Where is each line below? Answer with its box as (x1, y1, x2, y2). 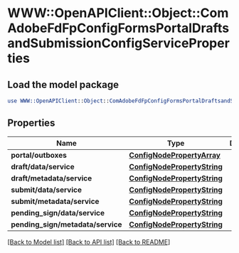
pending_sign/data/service (11, 208, 105, 217)
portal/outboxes (11, 150, 68, 160)
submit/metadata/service (11, 196, 100, 206)
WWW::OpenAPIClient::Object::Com (7, 5, 229, 21)
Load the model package (7, 78, 119, 90)
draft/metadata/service (11, 173, 92, 183)
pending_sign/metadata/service (11, 219, 122, 229)
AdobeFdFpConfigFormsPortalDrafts (7, 20, 230, 36)
